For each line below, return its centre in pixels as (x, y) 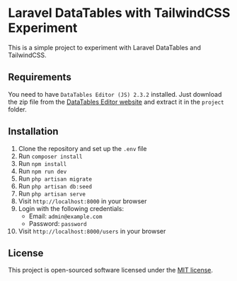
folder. (17, 109)
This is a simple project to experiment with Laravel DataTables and (104, 47)
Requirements (40, 77)
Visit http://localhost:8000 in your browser (82, 201)
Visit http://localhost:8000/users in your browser (92, 231)
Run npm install (42, 163)
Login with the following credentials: (71, 208)
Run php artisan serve (52, 193)
